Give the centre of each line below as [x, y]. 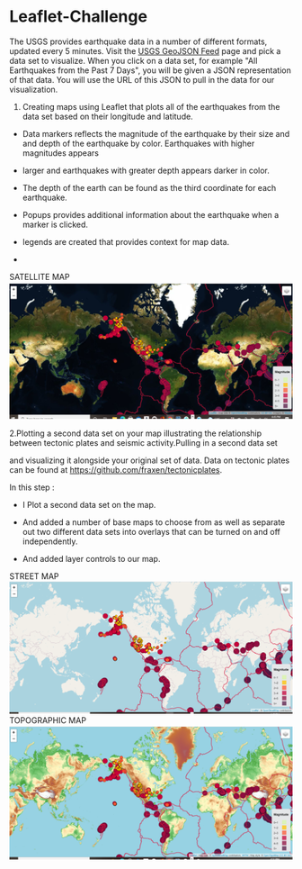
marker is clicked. [55, 224]
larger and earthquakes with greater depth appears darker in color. [146, 170]
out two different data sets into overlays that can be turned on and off [151, 531]
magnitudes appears [60, 153]
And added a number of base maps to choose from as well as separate [154, 522]
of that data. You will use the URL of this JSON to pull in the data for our [142, 79]
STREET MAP [35, 576]
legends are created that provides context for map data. [126, 241]
